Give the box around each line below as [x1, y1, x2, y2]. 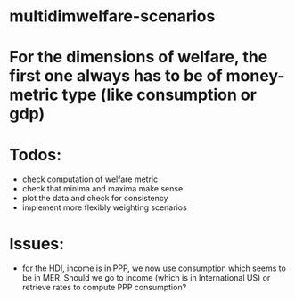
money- [225, 66, 285, 86]
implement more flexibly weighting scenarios [21, 202, 187, 213]
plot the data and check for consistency [21, 193, 168, 204]
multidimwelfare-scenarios [9, 6, 216, 27]
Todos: [9, 144, 62, 165]
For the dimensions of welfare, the [9, 47, 268, 68]
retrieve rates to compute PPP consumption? [21, 282, 187, 293]
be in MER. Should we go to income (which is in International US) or [21, 273, 271, 283]
